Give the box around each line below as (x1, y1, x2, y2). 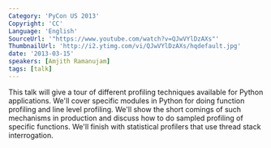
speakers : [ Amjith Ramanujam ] (8, 58, 111, 66)
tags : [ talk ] (8, 65, 53, 73)
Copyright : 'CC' (8, 20, 63, 28)
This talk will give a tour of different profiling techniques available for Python (8, 87, 264, 97)
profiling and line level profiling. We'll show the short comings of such (8, 104, 242, 114)
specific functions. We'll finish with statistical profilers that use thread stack (8, 121, 261, 131)
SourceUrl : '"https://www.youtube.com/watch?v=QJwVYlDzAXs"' (8, 34, 220, 43)
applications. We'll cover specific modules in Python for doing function (8, 95, 245, 106)
